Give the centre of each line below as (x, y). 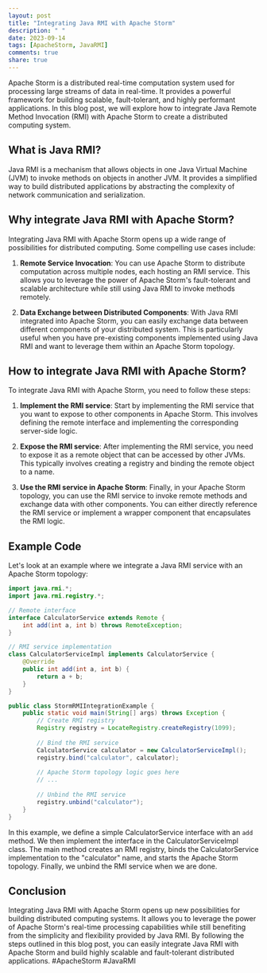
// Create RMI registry (76, 721)
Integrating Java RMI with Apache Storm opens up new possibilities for (124, 910)
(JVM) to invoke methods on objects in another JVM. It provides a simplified (133, 178)
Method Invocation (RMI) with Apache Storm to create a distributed (118, 116)
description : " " (37, 30)
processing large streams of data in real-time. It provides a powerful (120, 91)
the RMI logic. (42, 521)
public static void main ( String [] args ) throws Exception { (124, 713)
